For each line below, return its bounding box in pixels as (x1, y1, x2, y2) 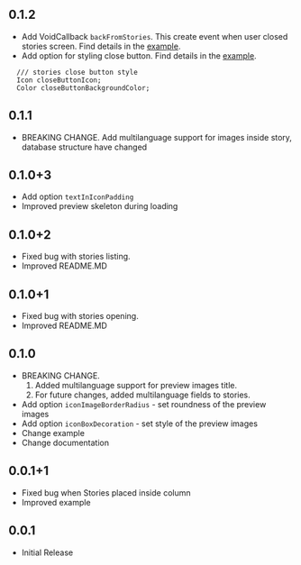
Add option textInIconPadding (21, 191, 134, 202)
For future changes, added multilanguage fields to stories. (34, 389, 251, 400)
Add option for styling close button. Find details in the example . (21, 50, 258, 61)
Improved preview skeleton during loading (21, 201, 178, 212)
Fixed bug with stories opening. (21, 311, 139, 322)
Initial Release (21, 547, 74, 558)
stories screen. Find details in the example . (21, 41, 181, 51)
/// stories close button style (16, 68, 139, 77)
